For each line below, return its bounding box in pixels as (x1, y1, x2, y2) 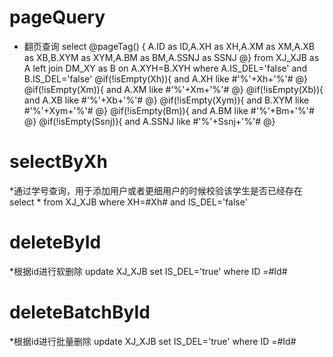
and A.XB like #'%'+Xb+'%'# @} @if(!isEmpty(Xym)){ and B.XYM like (23, 94, 310, 106)
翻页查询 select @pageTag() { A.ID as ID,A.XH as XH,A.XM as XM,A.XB (23, 40, 315, 52)
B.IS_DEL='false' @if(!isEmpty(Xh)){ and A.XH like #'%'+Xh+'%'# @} (23, 72, 309, 85)
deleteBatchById (9, 301, 151, 323)
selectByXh (9, 151, 108, 173)
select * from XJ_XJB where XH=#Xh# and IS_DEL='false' (9, 196, 248, 208)
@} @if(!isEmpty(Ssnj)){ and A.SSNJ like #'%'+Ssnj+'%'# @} (23, 115, 276, 127)
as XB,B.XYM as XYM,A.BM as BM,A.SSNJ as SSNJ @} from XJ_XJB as (23, 51, 320, 63)
